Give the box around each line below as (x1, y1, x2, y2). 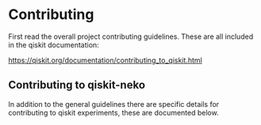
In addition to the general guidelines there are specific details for (8, 99, 220, 108)
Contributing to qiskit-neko (8, 78, 145, 92)
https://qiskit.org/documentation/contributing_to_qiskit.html (8, 55, 202, 65)
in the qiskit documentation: (8, 40, 99, 49)
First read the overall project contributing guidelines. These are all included (8, 32, 254, 41)
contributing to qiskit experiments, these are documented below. (8, 108, 220, 117)
